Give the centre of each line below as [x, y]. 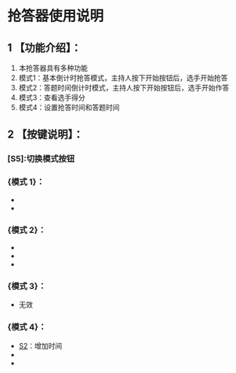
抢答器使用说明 [56, 16]
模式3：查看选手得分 [52, 98]
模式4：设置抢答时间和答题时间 [69, 107]
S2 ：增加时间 [40, 345]
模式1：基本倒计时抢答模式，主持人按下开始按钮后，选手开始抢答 [123, 78]
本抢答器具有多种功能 [53, 68]
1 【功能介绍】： [44, 48]
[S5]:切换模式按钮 [41, 159]
